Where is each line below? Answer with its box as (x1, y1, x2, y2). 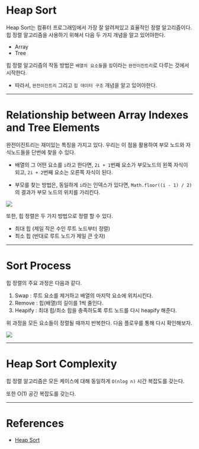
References (6, 416, 64, 430)
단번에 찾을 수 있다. (31, 149, 76, 156)
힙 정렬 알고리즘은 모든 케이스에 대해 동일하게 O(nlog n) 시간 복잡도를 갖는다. (6, 377, 185, 384)
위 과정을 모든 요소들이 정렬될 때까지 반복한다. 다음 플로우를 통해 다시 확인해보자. (6, 319, 192, 326)
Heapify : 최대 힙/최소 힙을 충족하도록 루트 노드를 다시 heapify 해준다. (14, 306, 177, 314)
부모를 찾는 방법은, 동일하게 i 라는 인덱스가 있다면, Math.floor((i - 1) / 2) (14, 181, 192, 188)
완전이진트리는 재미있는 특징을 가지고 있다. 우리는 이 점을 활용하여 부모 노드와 (6, 141, 185, 148)
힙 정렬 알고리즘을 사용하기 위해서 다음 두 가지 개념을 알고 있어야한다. (6, 31, 166, 39)
